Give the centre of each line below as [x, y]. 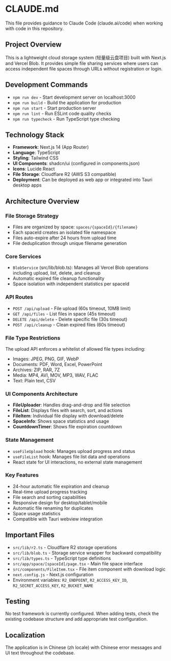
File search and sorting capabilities [50, 497]
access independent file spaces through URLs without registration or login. [84, 69]
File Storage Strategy [32, 216]
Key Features [22, 475]
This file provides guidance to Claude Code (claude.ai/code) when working [84, 23]
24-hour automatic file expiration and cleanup [61, 486]
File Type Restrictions [33, 338]
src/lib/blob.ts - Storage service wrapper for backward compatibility [87, 553]
